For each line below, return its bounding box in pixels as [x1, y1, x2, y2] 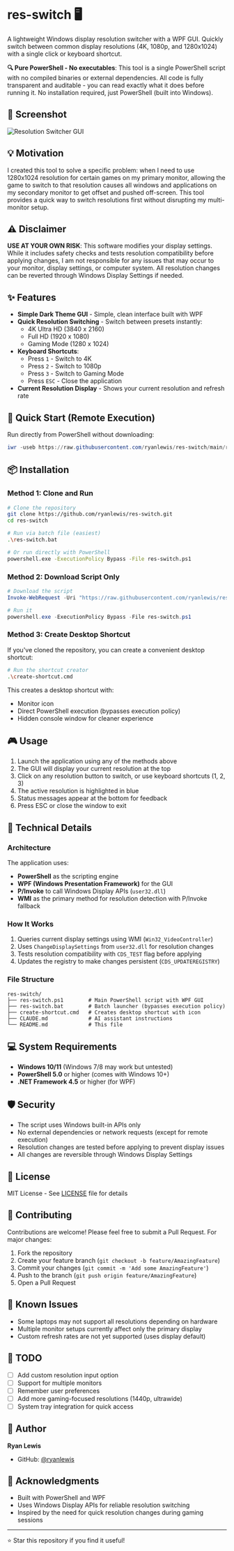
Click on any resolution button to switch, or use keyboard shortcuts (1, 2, [17, 772, 226, 780]
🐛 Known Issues [7, 1298, 79, 1310]
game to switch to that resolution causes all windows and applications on [7, 181, 217, 189]
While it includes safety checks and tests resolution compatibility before [7, 249, 214, 257]
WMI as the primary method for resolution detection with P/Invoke [17, 894, 208, 903]
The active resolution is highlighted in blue [17, 787, 139, 795]
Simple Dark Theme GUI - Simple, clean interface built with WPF [17, 310, 203, 319]
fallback [17, 902, 40, 911]
